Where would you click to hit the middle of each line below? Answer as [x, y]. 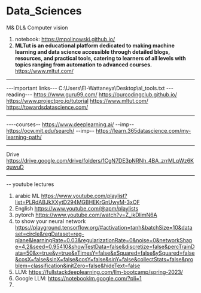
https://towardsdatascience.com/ [47, 107]
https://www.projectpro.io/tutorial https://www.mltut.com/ [77, 100]
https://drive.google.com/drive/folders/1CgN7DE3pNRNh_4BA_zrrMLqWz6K [100, 160]
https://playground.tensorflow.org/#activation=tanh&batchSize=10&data [103, 227]
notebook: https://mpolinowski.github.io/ [65, 39]
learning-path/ [24, 137]
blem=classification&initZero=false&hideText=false [77, 265]
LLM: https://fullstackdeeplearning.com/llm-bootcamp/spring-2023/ [99, 272]
